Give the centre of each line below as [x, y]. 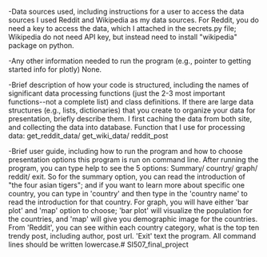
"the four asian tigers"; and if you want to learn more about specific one [127, 185]
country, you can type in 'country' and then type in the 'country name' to [128, 194]
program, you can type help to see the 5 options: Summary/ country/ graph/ [133, 168]
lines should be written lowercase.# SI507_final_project [99, 244]
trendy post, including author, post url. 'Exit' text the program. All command [132, 236]
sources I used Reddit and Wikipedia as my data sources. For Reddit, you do [134, 20]
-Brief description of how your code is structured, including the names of [129, 85]
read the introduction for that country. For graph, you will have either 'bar [129, 202]
